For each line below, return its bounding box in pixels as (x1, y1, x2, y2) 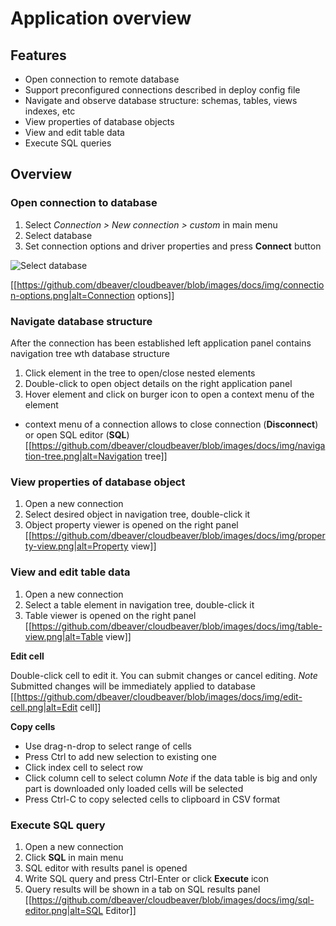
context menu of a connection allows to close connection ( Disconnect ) (24, 418, 319, 430)
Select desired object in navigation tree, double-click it (24, 508, 251, 521)
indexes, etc (24, 105, 76, 117)
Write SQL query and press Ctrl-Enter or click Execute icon (24, 872, 270, 884)
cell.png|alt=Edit (10, 701, 78, 713)
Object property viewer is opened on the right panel (24, 519, 239, 531)
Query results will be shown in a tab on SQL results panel (24, 883, 261, 895)
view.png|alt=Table (24, 630, 104, 642)
